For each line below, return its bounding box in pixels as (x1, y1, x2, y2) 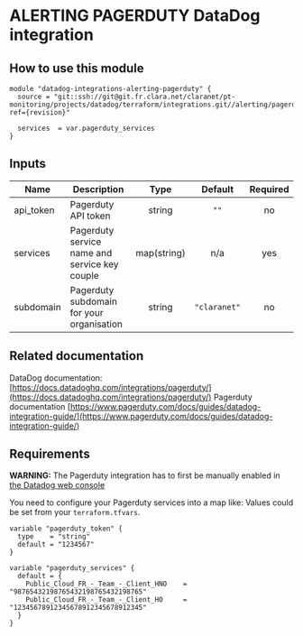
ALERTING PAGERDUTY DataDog (9, 5, 261, 26)
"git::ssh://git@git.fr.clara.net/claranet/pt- (53, 92, 236, 101)
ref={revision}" (9, 108, 70, 117)
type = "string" (17, 532, 91, 541)
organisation (69, 318, 124, 330)
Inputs (9, 156, 47, 171)
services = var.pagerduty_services (17, 124, 155, 133)
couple (69, 269, 99, 281)
